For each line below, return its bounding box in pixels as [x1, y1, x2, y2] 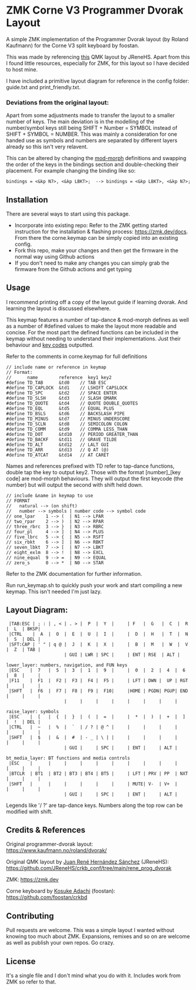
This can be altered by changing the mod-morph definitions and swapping [6, 155, 187, 162]
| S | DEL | [6, 636, 41, 642]
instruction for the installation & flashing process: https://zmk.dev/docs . [14, 228, 188, 235]
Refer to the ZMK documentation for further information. [6, 570, 142, 577]
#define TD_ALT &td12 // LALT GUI [6, 441, 109, 448]
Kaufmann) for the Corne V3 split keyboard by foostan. [6, 42, 139, 49]
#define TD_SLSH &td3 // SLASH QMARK [6, 395, 117, 401]
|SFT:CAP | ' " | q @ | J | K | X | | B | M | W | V [8, 641, 188, 647]
